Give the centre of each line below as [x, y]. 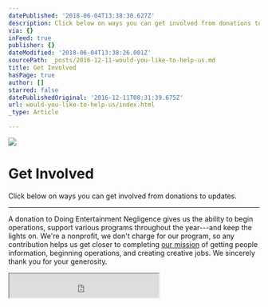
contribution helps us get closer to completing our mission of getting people [133, 244]
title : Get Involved [43, 68]
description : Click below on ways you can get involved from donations [130, 23]
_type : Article [33, 113]
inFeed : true [30, 38]
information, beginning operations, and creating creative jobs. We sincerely [132, 253]
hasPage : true [32, 75]
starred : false [33, 90]
